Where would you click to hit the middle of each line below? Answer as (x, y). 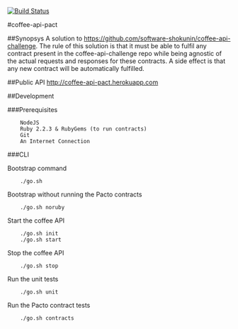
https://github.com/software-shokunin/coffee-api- (157, 38)
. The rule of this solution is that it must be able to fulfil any (121, 46)
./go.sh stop (39, 266)
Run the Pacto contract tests (49, 305)
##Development (31, 96)
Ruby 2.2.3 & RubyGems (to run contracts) (84, 129)
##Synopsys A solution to (45, 38)
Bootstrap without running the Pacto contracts (75, 194)
